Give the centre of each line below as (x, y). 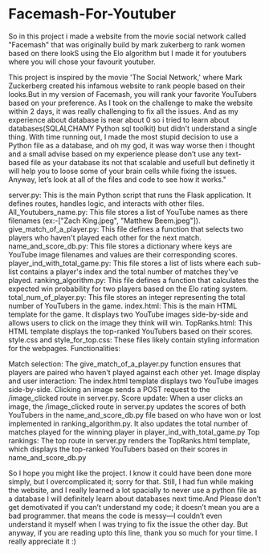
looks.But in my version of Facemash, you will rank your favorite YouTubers (132, 94)
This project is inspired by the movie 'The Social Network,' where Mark (125, 77)
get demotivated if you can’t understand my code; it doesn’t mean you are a (134, 507)
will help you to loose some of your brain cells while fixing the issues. (123, 171)
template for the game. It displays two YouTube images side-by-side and (128, 314)
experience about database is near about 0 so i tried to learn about (119, 119)
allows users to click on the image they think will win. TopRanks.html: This (130, 322)
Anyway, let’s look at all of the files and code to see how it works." (118, 179)
